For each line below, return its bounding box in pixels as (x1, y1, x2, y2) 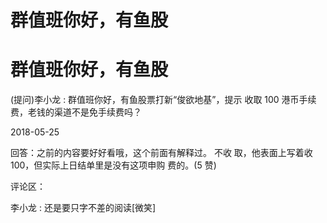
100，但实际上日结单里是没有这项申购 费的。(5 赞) (10, 159, 217, 171)
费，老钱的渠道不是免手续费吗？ (10, 106, 142, 118)
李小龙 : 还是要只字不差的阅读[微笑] (10, 202, 157, 214)
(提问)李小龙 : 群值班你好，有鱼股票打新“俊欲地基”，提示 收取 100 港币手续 (10, 94, 317, 106)
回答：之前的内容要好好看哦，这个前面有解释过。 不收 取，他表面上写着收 (10, 147, 313, 159)
